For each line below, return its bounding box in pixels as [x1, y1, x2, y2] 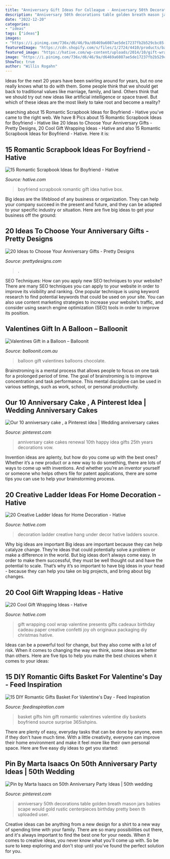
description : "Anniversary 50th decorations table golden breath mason [5, 12, 159, 17]
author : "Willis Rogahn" [5, 64, 58, 69]
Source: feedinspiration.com [5, 704, 65, 710]
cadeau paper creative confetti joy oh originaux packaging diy [17, 627, 148, 633]
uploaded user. [17, 811, 49, 817]
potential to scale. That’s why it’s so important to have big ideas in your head [5, 563, 165, 569]
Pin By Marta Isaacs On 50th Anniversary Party [5, 760, 157, 768]
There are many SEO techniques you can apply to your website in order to [5, 283, 159, 289]
